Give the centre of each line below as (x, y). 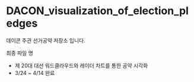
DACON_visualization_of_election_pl (97, 11)
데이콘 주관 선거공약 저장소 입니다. (46, 40)
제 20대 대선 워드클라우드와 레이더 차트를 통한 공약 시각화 (81, 65)
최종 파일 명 (20, 53)
